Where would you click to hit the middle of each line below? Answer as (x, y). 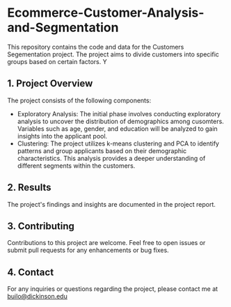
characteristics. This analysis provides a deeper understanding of (111, 158)
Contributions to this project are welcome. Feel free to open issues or (106, 243)
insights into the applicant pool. (62, 136)
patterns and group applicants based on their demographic (102, 150)
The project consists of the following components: (79, 100)
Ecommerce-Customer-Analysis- (106, 13)
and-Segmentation (63, 27)
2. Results (29, 188)
